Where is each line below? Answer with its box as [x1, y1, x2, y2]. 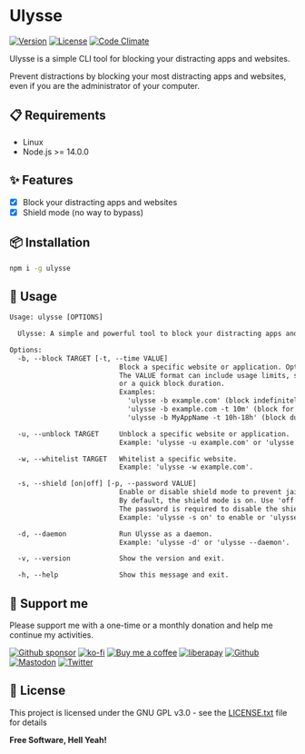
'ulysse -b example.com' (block [126, 396, 250, 405]
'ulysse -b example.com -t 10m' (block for [126, 405, 295, 414]
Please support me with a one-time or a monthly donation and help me [9, 620, 274, 630]
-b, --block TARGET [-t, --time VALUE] [17, 353, 169, 363]
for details [9, 717, 47, 728]
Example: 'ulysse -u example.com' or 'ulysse [119, 438, 295, 447]
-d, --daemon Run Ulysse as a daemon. [17, 529, 213, 539]
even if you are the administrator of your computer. [9, 80, 200, 91]
